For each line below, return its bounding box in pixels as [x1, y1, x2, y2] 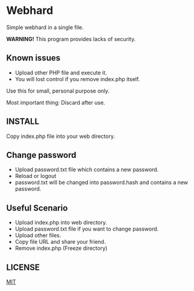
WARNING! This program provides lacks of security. [6, 35, 136, 42]
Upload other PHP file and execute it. [14, 69, 107, 76]
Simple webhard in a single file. [6, 24, 84, 31]
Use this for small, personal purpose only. [6, 87, 110, 94]
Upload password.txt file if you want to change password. [14, 225, 159, 233]
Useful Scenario [6, 203, 68, 213]
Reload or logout [14, 172, 57, 180]
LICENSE [6, 262, 40, 272]
